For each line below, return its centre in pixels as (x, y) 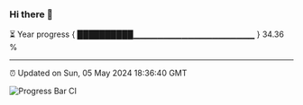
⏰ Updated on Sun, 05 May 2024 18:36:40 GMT (98, 73)
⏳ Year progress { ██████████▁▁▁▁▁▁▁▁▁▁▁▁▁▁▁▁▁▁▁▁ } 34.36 (147, 34)
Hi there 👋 (32, 14)
